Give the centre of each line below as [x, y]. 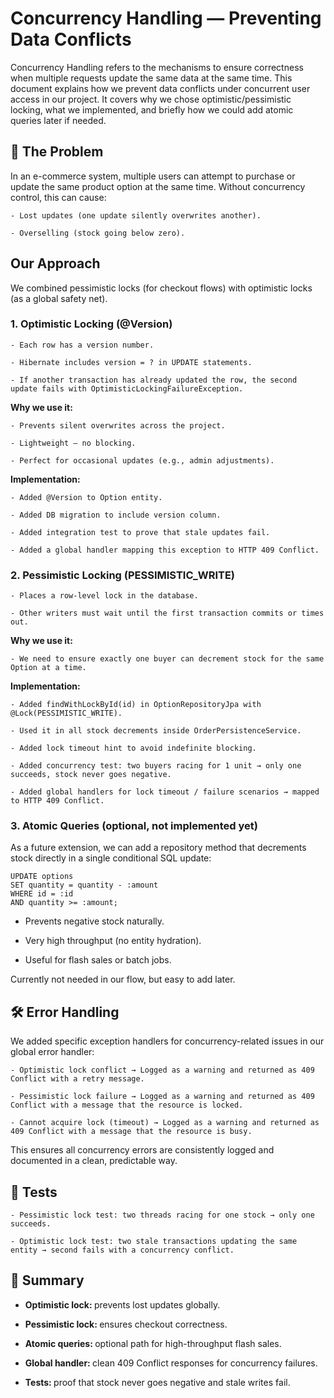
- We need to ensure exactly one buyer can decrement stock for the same [167, 659]
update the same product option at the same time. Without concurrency [158, 186]
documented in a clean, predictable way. [94, 1161]
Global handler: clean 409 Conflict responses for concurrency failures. [171, 1363]
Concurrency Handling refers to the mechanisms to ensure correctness [157, 67]
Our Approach [55, 263]
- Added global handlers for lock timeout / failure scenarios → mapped [165, 792]
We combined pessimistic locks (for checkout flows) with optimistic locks [161, 288]
